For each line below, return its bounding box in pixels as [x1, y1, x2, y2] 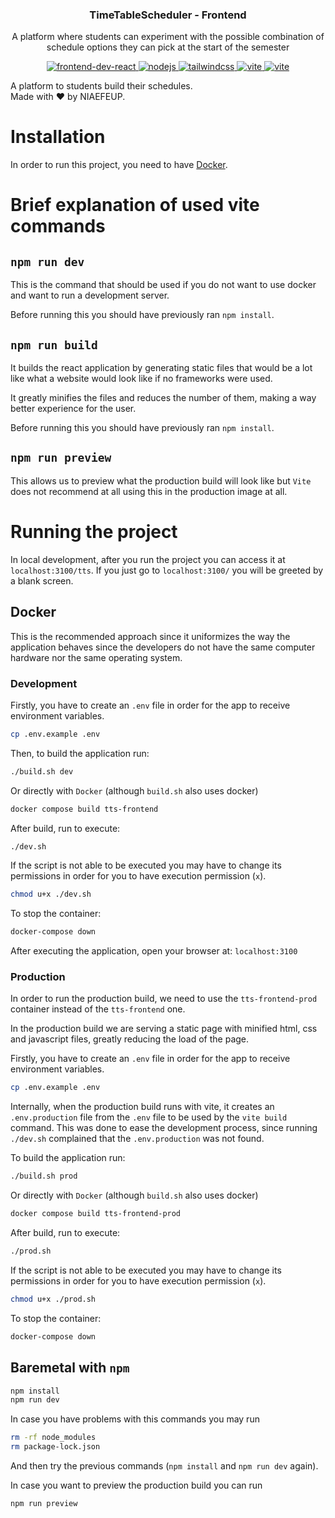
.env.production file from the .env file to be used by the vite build [10, 1111, 288, 1123]
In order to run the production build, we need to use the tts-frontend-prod [10, 993, 318, 1005]
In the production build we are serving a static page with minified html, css [10, 1023, 318, 1035]
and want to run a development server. [10, 289, 170, 302]
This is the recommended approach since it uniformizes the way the [10, 630, 291, 642]
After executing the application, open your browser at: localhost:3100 [10, 945, 298, 957]
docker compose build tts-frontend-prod [10, 1209, 182, 1219]
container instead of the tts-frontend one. [10, 1003, 186, 1015]
